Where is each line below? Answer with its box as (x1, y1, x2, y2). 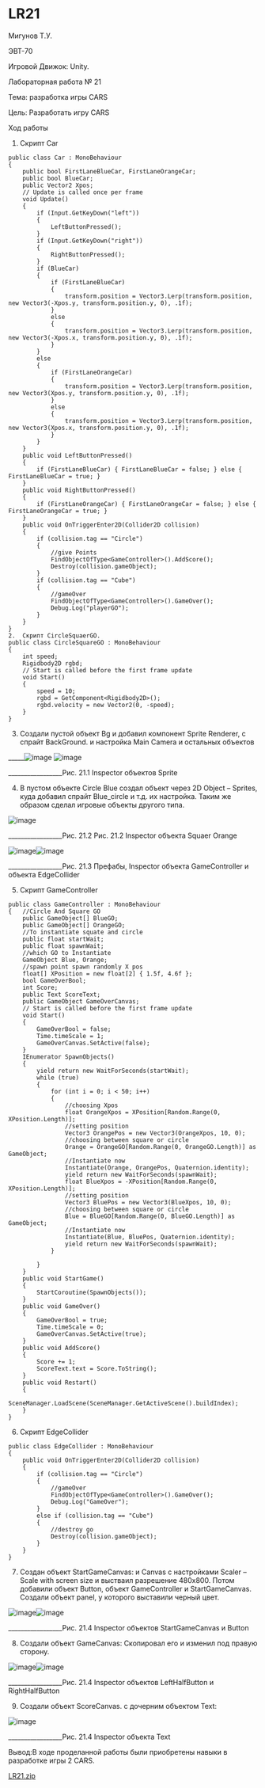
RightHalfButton (8, 1686, 60, 1695)
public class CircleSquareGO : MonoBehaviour (8, 638, 161, 646)
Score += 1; (36, 1357, 77, 1366)
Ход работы (8, 123, 49, 132)
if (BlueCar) (36, 264, 80, 272)
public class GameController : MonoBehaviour (8, 900, 161, 908)
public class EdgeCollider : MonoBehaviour (8, 1442, 154, 1450)
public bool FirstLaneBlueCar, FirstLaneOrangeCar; (22, 167, 196, 175)
